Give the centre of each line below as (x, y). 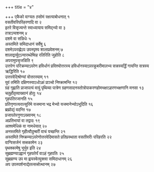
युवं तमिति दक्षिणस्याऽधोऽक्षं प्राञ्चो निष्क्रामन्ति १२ (41, 82)
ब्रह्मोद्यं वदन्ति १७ (18, 110)
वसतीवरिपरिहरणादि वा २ (24, 22)
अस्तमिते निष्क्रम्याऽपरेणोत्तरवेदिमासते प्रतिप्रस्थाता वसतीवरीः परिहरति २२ (59, 137)
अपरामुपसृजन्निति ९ (19, 60)
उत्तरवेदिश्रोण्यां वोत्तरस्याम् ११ (27, 77)
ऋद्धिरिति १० (15, 71)
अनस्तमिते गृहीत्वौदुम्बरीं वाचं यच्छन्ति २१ (35, 131)
